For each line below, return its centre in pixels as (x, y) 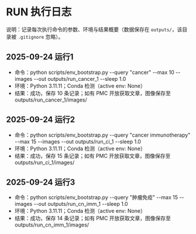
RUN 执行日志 (39, 12)
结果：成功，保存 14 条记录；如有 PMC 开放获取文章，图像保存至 (93, 218)
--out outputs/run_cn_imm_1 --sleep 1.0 (81, 204)
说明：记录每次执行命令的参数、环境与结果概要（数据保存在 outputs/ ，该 (94, 29)
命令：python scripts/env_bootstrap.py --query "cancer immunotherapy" (102, 135)
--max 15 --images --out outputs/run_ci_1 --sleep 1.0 (78, 141)
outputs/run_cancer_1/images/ (51, 100)
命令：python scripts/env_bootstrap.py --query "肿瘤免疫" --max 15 (96, 198)
